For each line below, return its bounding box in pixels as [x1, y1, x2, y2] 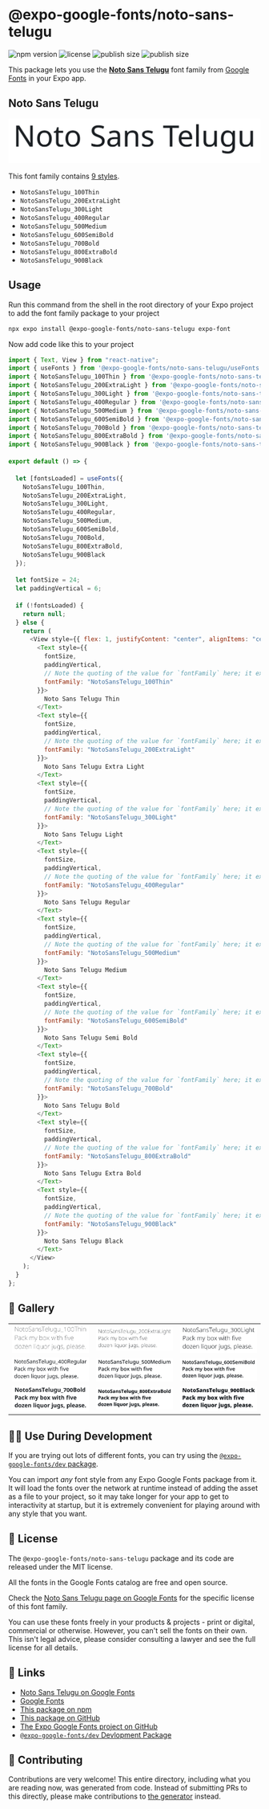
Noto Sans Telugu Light [43, 830, 124, 839]
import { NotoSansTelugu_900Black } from [8, 440, 149, 449]
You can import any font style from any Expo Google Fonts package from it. [8, 1474, 258, 1484]
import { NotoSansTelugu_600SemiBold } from [8, 415, 159, 423]
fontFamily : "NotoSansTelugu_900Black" [43, 1219, 178, 1228]
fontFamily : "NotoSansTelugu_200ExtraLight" [43, 745, 195, 753]
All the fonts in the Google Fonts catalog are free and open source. [8, 1577, 228, 1587]
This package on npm [19, 1705, 92, 1714]
